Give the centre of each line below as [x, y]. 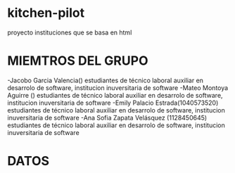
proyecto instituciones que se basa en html [70, 32]
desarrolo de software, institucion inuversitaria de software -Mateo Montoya [118, 88]
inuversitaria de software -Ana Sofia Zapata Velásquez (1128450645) [107, 117]
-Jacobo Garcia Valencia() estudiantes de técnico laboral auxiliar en [106, 80]
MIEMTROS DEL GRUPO [78, 61]
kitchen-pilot [46, 13]
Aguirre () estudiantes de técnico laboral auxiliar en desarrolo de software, [115, 95]
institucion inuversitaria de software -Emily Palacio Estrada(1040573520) [113, 103]
